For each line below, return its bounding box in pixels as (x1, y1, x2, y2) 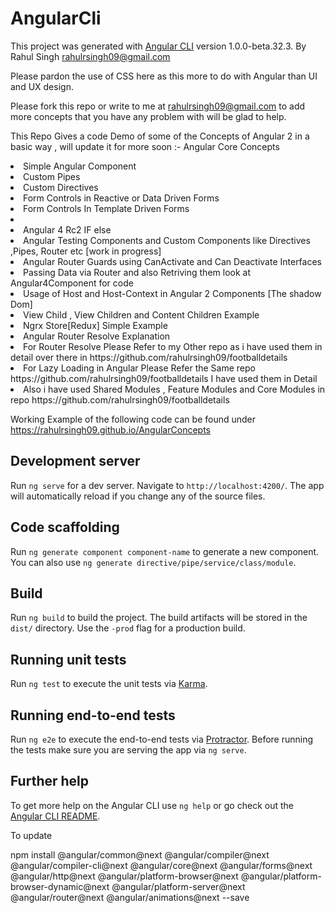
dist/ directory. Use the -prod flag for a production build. (10, 622, 246, 634)
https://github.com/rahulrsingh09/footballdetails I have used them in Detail (10, 372, 318, 384)
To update (10, 829, 53, 841)
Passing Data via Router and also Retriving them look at (23, 266, 252, 278)
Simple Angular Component (23, 160, 137, 172)
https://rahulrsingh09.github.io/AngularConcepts (10, 423, 211, 436)
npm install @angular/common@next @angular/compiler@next (10, 848, 270, 861)
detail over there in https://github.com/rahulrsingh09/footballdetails (10, 351, 288, 363)
